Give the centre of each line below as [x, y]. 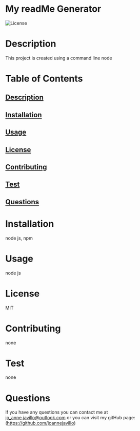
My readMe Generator [53, 9]
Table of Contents [44, 79]
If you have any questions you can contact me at [57, 412]
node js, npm [19, 238]
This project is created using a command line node [59, 58]
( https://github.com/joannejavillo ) [41, 423]
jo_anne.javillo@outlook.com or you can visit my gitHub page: [71, 418]
